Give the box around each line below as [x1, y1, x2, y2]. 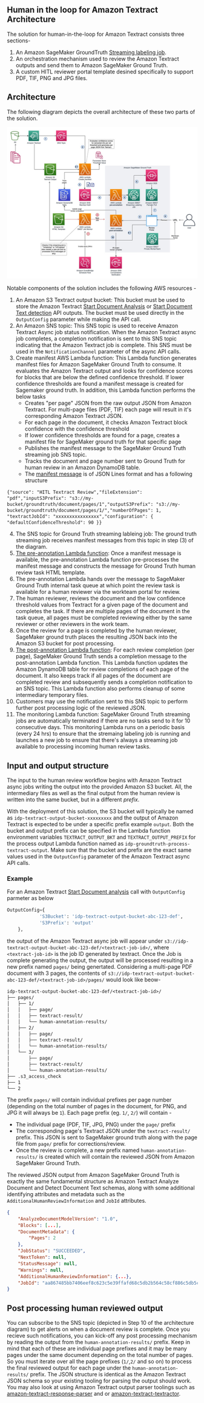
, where [150, 943, 169, 951]
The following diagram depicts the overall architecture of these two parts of [7, 108, 196, 115]
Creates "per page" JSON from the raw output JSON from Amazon [24, 400, 192, 407]
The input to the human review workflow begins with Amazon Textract [7, 776, 182, 784]
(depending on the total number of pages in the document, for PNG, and [7, 1102, 187, 1109]
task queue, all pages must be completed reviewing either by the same [15, 614, 192, 621]
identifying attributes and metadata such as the [7, 1190, 125, 1197]
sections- [7, 36, 31, 44]
